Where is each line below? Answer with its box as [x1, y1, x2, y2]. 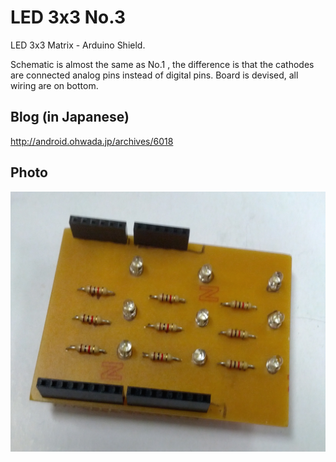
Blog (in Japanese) [10, 109, 130, 126]
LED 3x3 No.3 [10, 6, 127, 29]
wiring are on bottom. [10, 79, 99, 91]
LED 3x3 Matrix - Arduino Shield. [10, 39, 146, 51]
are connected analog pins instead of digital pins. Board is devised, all [10, 69, 299, 81]
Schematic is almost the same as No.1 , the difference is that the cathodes [10, 58, 315, 70]
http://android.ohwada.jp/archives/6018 [10, 135, 174, 147]
